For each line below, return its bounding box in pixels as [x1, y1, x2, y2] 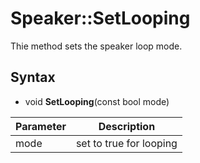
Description [98, 119, 156, 133]
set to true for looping [75, 136, 178, 150]
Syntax [10, 69, 56, 86]
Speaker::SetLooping [10, 7, 191, 30]
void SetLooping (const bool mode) [24, 95, 170, 107]
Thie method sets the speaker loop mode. [10, 40, 183, 52]
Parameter [15, 119, 67, 133]
